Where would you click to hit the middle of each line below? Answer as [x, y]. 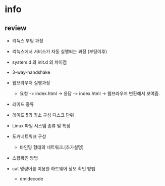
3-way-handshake [31, 72]
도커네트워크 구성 [29, 136]
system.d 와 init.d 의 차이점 [39, 62]
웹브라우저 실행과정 [31, 83]
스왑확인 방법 [25, 158]
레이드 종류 [23, 104]
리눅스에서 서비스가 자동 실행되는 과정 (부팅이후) [60, 51]
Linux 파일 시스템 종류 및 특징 [41, 126]
